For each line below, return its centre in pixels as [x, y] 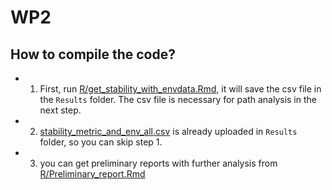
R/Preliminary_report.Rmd [92, 174]
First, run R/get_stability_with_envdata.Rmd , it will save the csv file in [180, 89]
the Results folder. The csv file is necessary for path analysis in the [178, 99]
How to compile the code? [93, 54]
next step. [60, 110]
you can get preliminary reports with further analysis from [158, 163]
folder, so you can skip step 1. [101, 142]
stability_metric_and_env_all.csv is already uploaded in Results [168, 131]
